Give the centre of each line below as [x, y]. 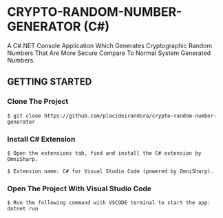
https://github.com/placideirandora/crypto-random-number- [130, 116]
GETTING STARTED [50, 82]
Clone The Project [38, 102]
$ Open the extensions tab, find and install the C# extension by [104, 153]
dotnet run [23, 209]
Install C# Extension [41, 139]
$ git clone [24, 116]
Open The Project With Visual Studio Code [79, 188]
